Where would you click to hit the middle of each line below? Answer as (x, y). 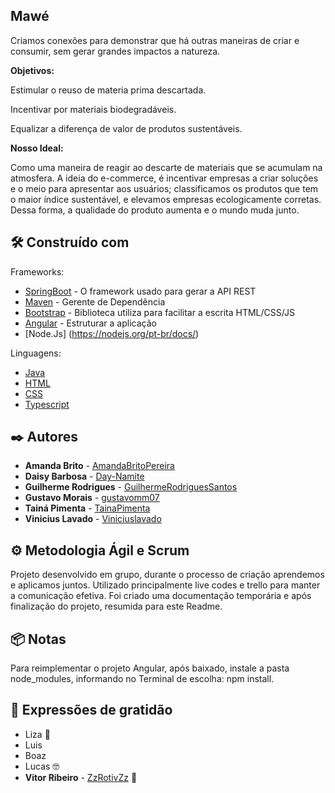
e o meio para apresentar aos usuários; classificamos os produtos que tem (164, 188)
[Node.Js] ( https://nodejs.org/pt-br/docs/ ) (112, 333)
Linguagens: (36, 353)
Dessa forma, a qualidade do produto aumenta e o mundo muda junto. (155, 210)
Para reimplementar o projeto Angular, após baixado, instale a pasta (150, 668)
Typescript (47, 404)
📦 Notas (38, 639)
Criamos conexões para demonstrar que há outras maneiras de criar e (155, 40)
